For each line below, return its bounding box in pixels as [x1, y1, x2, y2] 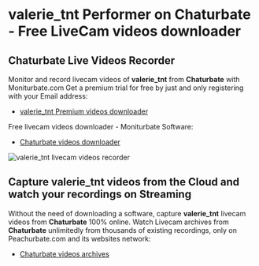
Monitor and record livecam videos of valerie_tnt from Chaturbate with [8, 75, 240, 84]
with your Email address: [8, 92, 88, 100]
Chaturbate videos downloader [19, 137, 120, 147]
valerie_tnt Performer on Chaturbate [8, 6, 251, 24]
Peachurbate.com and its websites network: [8, 234, 151, 243]
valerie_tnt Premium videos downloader [19, 107, 148, 116]
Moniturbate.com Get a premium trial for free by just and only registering [8, 83, 244, 92]
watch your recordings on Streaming [8, 188, 191, 201]
